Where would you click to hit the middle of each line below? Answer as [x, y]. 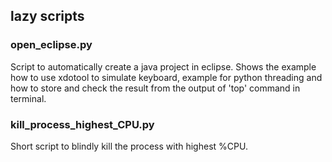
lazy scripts [47, 16]
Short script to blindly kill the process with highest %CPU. [129, 146]
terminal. [28, 98]
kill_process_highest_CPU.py [82, 124]
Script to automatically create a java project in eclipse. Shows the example [163, 66]
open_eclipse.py [51, 45]
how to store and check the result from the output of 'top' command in [155, 88]
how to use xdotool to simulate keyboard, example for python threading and [166, 77]
